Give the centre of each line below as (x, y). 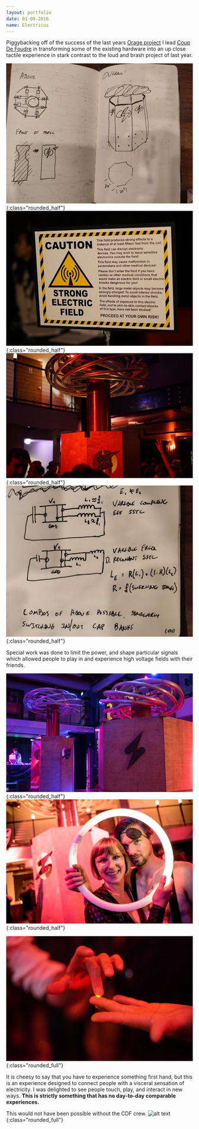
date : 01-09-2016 (28, 19)
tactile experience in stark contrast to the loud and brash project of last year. (99, 55)
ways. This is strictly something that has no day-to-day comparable (91, 1095)
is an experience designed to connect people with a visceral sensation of (95, 1083)
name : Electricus (28, 25)
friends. (16, 665)
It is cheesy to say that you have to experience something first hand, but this (99, 1077)
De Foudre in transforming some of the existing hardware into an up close (96, 49)
